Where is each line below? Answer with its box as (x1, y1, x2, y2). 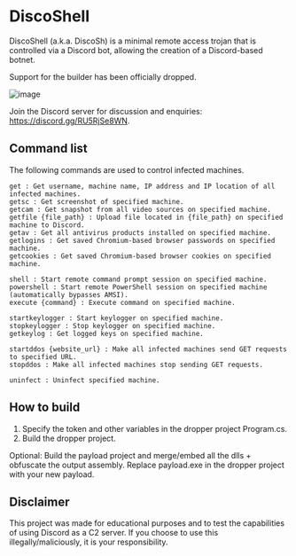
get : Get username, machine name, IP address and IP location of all (9, 182, 276, 191)
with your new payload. (9, 468, 95, 480)
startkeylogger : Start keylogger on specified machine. (9, 313, 224, 323)
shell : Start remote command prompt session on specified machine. (9, 275, 268, 284)
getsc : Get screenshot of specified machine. (9, 197, 184, 206)
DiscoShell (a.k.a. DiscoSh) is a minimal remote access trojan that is (9, 35, 257, 46)
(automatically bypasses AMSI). (9, 290, 129, 299)
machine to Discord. (9, 220, 86, 230)
